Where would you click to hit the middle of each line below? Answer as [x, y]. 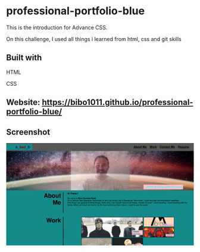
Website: [23, 102]
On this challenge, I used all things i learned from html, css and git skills [94, 39]
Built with [24, 58]
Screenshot [28, 132]
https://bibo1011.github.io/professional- [117, 102]
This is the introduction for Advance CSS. [57, 27]
